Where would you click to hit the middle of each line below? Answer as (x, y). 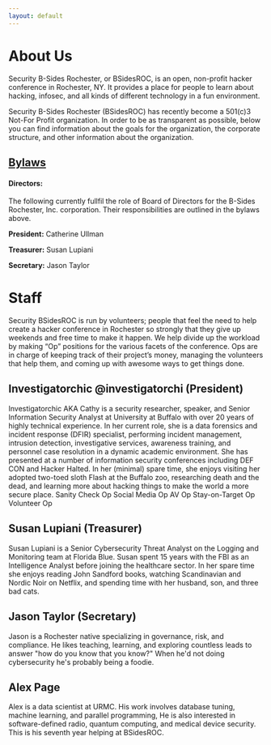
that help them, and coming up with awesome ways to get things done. (127, 364)
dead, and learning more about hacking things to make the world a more (129, 486)
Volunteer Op (30, 503)
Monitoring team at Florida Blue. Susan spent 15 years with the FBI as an (129, 556)
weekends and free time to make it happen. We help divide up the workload (134, 338)
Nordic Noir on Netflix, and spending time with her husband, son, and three (133, 582)
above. (20, 219)
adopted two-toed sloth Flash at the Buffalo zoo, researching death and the (134, 477)
